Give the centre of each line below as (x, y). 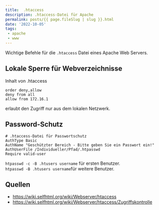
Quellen (18, 184)
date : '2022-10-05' (26, 24)
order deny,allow (23, 90)
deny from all (20, 94)
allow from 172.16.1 (27, 99)
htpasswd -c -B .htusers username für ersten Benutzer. (63, 163)
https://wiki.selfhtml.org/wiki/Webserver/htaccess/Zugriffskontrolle (82, 202)
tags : (11, 29)
